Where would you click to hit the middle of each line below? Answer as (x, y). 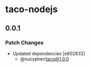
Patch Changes (25, 43)
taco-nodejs (32, 9)
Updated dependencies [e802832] (49, 53)
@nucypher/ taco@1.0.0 (44, 59)
